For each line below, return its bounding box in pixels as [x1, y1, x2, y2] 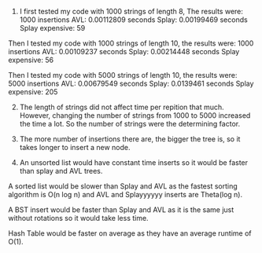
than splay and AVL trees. [19, 167, 103, 175]
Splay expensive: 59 [19, 24, 86, 32]
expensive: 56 [8, 55, 54, 64]
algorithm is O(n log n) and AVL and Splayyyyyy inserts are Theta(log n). [8, 190, 242, 199]
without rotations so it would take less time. [8, 214, 149, 222]
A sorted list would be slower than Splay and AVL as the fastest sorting [8, 181, 238, 191]
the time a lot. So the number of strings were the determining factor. [19, 119, 241, 128]
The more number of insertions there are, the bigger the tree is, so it [19, 134, 241, 144]
